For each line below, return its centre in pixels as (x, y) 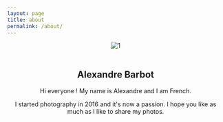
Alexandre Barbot (116, 74)
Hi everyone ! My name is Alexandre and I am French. (116, 91)
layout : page (26, 13)
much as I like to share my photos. (116, 112)
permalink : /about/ (35, 26)
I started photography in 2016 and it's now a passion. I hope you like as (116, 104)
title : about (26, 20)
